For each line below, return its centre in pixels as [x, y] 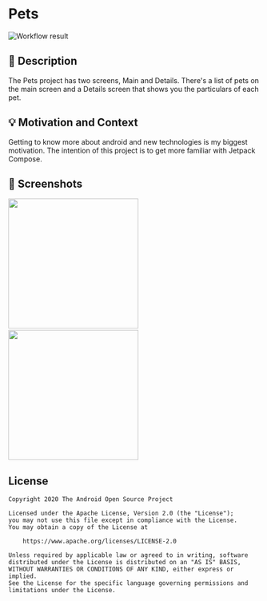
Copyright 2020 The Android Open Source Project [91, 500]
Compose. [25, 159]
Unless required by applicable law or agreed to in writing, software [128, 555]
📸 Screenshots [46, 183]
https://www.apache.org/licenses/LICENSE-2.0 [100, 541]
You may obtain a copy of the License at [78, 527]
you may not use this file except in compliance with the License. [123, 520]
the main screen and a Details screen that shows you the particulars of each [134, 89]
